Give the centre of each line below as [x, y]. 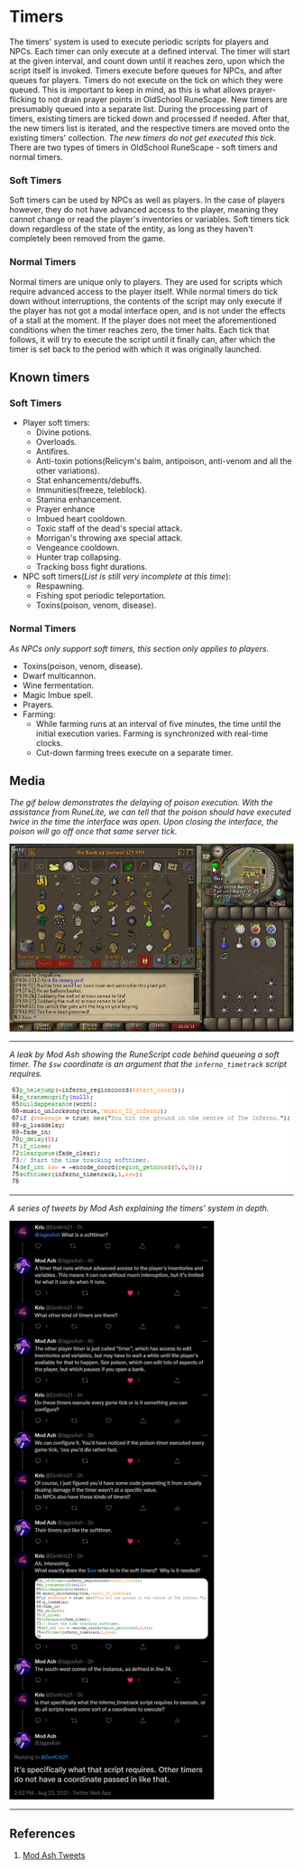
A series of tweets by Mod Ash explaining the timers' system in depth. [139, 1208]
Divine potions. [64, 432]
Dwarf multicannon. [59, 675]
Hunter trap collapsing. [78, 557]
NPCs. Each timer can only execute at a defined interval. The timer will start [150, 51]
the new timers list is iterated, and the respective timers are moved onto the [150, 127]
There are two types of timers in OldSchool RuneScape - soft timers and [143, 147]
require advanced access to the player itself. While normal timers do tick [143, 291]
